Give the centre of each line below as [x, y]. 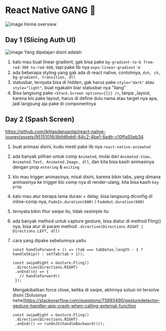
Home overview [40, 24]
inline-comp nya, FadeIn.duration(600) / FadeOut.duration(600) [78, 201]
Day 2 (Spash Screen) [40, 119]
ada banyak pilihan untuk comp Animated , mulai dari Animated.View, [82, 156]
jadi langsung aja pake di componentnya [54, 103]
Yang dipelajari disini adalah [53, 52]
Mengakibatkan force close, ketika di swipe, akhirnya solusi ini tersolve [86, 290]
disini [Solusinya [29, 295]
